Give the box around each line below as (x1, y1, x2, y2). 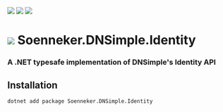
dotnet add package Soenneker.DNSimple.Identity (7, 97, 153, 105)
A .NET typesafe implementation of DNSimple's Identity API (7, 57, 217, 67)
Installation (7, 79, 58, 91)
